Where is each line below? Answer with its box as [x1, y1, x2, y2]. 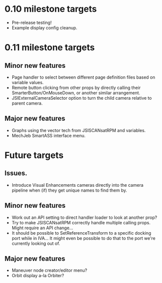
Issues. [4, 169, 27, 177]
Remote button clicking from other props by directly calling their [11, 85, 141, 90]
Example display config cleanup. [11, 24, 78, 30]
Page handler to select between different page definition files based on [11, 74, 155, 80]
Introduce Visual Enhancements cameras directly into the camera [11, 182, 144, 188]
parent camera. [11, 100, 43, 106]
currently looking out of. [11, 240, 60, 246]
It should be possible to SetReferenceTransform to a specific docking [11, 230, 151, 236]
